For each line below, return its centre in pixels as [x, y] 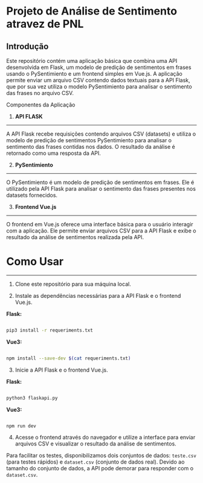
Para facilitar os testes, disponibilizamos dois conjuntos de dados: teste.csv [101, 456]
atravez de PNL [45, 24]
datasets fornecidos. [32, 195]
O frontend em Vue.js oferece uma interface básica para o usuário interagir [100, 224]
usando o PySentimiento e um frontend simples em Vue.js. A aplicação [94, 74]
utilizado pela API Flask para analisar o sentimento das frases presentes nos [101, 189]
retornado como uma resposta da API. [54, 153]
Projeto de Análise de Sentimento [92, 11]
